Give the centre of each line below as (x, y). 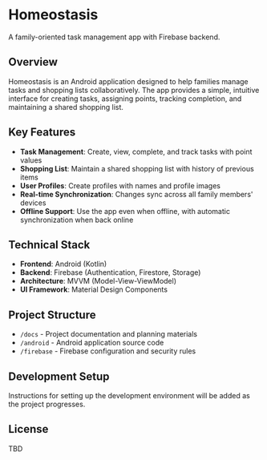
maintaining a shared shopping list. (66, 107)
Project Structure (52, 315)
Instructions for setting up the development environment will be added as (129, 395)
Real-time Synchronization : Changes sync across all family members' (136, 194)
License (28, 429)
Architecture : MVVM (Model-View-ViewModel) (98, 281)
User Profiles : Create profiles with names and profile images (120, 185)
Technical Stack (49, 245)
